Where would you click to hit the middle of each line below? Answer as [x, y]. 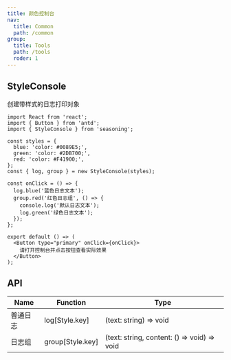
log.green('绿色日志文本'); [57, 212]
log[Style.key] [67, 320]
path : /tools [32, 52]
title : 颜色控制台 [31, 13]
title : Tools [32, 46]
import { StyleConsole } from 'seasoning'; [70, 129]
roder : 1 [26, 59]
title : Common [33, 26]
